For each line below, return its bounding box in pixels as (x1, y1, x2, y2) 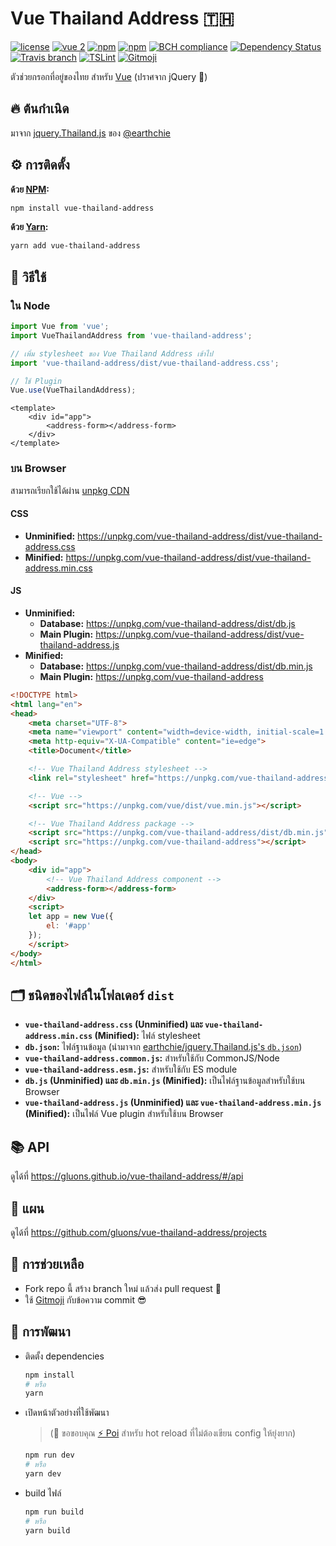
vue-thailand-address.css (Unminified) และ (24, 1018, 203, 1031)
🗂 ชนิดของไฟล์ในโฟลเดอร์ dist (10, 987, 175, 1004)
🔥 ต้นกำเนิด (10, 100, 70, 117)
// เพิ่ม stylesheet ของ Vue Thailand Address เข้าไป (10, 348, 213, 359)
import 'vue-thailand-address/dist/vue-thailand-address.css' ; (10, 358, 280, 368)
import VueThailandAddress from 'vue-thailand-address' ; (10, 330, 253, 341)
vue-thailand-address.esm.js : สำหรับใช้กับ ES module (24, 1063, 238, 1076)
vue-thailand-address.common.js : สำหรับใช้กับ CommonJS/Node (24, 1052, 280, 1064)
